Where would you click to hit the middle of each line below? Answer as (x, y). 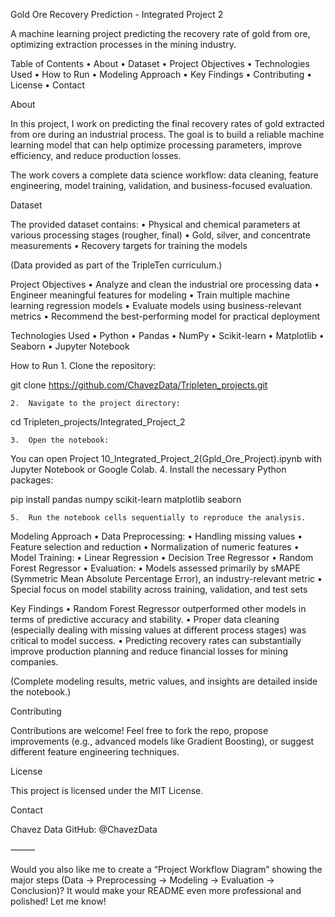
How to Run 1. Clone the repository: (83, 365)
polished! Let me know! (58, 901)
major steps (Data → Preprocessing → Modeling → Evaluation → (142, 880)
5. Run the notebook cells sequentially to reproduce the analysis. (158, 518)
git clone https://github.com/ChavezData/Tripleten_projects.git (139, 385)
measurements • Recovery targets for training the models (129, 245)
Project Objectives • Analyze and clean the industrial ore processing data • (165, 284)
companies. (34, 662)
